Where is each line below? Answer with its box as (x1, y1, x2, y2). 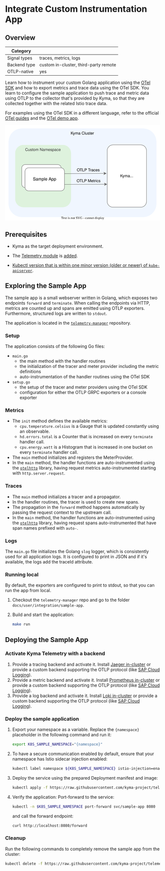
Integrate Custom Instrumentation (5, 3, 147, 15)
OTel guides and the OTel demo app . (5, 115, 79, 121)
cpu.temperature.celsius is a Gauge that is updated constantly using (19, 423, 159, 429)
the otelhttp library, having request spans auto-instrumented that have (12, 520, 157, 526)
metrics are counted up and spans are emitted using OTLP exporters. (5, 305, 145, 311)
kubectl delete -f (5, 861, 43, 866)
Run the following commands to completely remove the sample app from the (5, 846, 160, 852)
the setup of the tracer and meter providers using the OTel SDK (19, 384, 148, 390)
